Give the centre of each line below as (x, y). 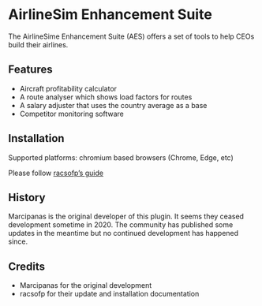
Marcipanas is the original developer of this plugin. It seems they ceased (126, 216)
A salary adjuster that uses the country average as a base (113, 105)
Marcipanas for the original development (86, 285)
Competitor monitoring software (71, 114)
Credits (27, 266)
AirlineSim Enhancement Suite (110, 15)
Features (30, 70)
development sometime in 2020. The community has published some (121, 225)
